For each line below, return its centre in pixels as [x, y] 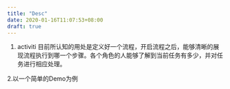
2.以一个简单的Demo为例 [42, 79]
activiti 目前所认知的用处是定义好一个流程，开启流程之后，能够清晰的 [115, 47]
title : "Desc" [28, 13]
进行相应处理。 [45, 64]
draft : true [24, 26]
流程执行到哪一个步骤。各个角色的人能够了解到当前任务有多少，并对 [120, 55]
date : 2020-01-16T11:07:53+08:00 [55, 20]
